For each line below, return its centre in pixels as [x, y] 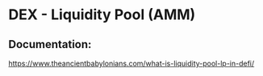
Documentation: [50, 44]
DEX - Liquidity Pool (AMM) [102, 15]
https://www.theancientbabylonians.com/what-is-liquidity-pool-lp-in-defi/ [131, 63]
